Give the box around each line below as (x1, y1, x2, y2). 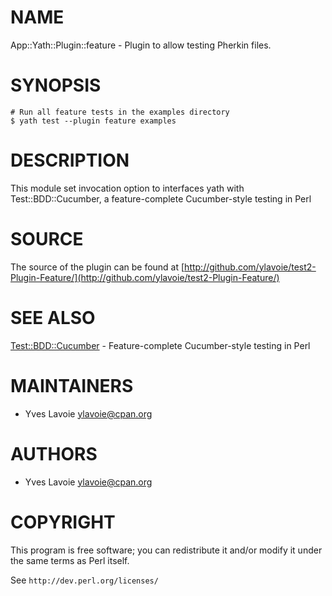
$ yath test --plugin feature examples (10, 116, 177, 126)
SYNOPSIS (10, 74, 102, 97)
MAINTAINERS (10, 374, 134, 397)
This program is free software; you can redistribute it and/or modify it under (10, 544, 323, 556)
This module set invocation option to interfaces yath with (10, 182, 245, 194)
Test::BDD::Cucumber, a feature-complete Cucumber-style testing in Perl (10, 192, 312, 205)
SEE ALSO (10, 306, 96, 329)
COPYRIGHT (10, 511, 116, 533)
